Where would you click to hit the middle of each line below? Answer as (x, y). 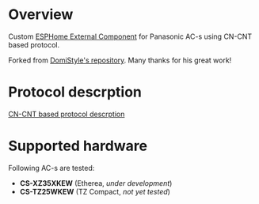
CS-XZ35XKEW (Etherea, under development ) (96, 183)
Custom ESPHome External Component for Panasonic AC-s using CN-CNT (130, 36)
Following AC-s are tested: (51, 168)
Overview (41, 15)
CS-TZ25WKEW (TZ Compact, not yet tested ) (95, 191)
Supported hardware (78, 146)
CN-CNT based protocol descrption (67, 114)
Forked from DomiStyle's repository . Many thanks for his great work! (120, 60)
